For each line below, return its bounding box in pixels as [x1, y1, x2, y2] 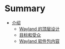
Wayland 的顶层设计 [19, 25, 60, 32]
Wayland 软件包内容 [19, 38, 60, 44]
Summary [4, 3, 45, 14]
